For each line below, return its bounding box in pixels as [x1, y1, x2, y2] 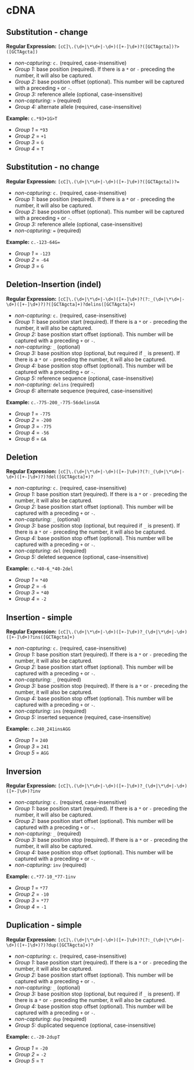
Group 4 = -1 [14, 903, 47, 910]
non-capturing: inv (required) [14, 861, 87, 869]
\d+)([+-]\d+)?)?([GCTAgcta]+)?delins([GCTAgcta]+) [6, 301, 136, 307]
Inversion [6, 766, 42, 776]
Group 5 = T [14, 1057, 44, 1064]
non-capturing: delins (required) [14, 380, 95, 388]
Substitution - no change [6, 162, 100, 172]
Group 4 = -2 [14, 595, 47, 603]
